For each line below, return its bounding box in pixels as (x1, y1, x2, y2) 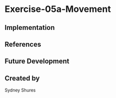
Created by (4, 74, 40, 83)
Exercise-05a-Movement (4, 3, 111, 15)
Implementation (4, 23, 55, 32)
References (4, 40, 41, 48)
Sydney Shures (4, 87, 36, 93)
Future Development (4, 57, 70, 66)
